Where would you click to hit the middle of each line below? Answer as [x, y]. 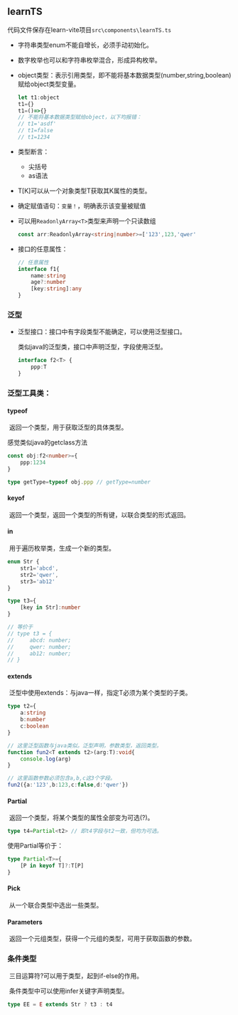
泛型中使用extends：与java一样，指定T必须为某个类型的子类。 [100, 693]
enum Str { [23, 562]
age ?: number [48, 282]
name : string [48, 276]
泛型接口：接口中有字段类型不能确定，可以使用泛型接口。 [102, 332]
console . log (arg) [46, 759]
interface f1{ [38, 269]
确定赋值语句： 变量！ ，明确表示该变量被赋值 [82, 206]
